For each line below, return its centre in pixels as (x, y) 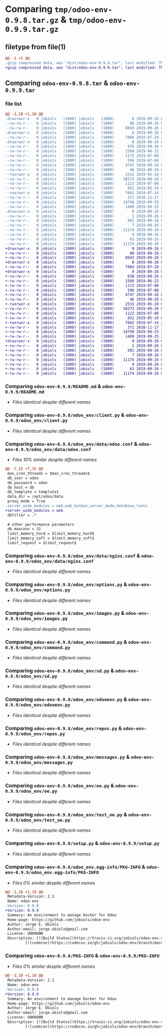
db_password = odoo (28, 483)
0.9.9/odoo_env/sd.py (31, 676)
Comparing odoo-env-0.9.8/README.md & (53, 386)
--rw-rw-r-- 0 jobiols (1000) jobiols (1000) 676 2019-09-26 (82, 147)
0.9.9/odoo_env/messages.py (39, 762)
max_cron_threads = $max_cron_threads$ (49, 473)
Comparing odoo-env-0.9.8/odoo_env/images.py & (65, 613)
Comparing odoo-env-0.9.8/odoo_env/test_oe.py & (66, 814)
